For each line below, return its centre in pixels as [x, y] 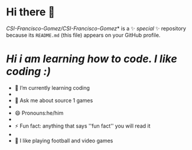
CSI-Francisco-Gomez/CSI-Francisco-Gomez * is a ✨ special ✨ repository [96, 28]
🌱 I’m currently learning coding [52, 87]
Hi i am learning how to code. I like [92, 59]
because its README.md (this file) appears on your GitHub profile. [83, 35]
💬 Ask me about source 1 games [54, 100]
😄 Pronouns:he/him [39, 113]
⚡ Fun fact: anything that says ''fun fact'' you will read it [82, 126]
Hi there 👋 [30, 12]
